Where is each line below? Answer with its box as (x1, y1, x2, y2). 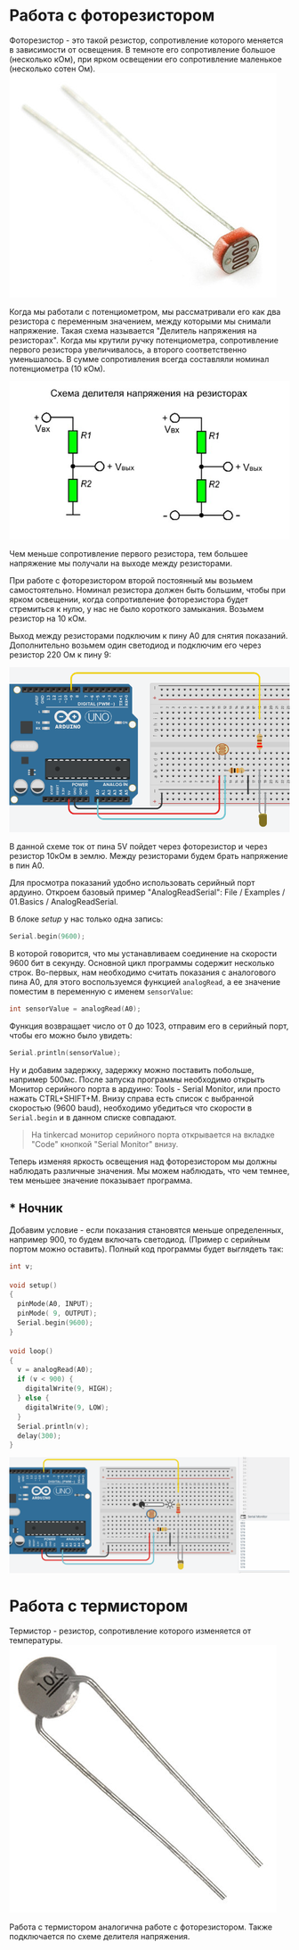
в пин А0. (9, 860, 44, 871)
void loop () (9, 1346, 53, 1356)
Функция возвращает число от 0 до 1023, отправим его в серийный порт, (9, 1020, 289, 1031)
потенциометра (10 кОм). (9, 363, 106, 374)
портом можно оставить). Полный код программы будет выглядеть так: (9, 1244, 284, 1254)
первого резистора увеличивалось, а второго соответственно (9, 344, 247, 355)
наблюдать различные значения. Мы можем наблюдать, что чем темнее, (9, 1166, 290, 1176)
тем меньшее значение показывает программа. (9, 1175, 193, 1186)
